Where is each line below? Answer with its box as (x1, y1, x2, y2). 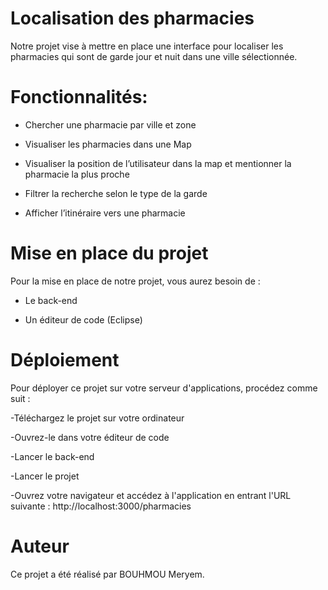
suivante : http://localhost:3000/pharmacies (10, 500, 192, 512)
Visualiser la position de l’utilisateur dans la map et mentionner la (24, 157, 292, 169)
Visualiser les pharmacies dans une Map (24, 138, 192, 150)
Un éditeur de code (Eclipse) (24, 313, 143, 326)
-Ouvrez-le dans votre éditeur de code (10, 431, 170, 443)
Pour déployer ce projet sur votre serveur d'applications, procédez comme (10, 382, 318, 394)
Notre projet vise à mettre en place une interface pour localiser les (10, 40, 284, 52)
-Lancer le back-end (10, 450, 95, 462)
